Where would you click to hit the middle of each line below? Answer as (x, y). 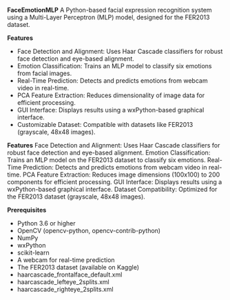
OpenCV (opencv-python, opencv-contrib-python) (88, 231)
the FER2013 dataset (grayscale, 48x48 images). (76, 197)
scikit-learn (33, 252)
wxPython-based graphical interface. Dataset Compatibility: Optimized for (112, 189)
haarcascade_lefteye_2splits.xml (63, 282)
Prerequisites (27, 210)
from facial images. (44, 73)
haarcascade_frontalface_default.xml (70, 274)
